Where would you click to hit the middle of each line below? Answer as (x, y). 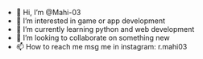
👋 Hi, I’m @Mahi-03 (48, 12)
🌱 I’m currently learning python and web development (105, 29)
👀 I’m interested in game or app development (91, 21)
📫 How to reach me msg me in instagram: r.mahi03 (101, 47)
